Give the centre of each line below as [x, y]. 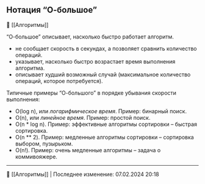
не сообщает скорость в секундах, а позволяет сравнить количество [106, 48]
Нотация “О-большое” [52, 10]
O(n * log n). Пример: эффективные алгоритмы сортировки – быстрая [106, 124]
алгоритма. [30, 68]
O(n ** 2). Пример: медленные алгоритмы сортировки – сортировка [104, 137]
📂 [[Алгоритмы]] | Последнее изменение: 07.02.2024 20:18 [83, 174]
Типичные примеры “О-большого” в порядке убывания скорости [92, 93]
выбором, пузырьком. [44, 144]
